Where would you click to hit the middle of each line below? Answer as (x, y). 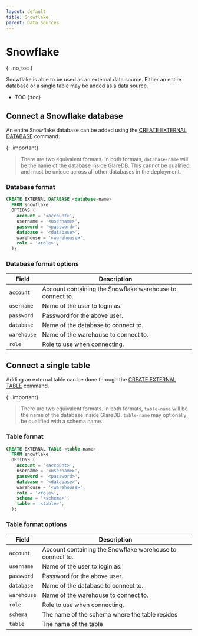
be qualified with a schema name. (62, 421)
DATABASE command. (33, 136)
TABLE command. (28, 386)
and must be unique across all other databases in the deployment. (101, 172)
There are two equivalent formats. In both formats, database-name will (104, 159)
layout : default (26, 12)
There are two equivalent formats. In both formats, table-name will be (104, 409)
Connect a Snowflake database (65, 116)
